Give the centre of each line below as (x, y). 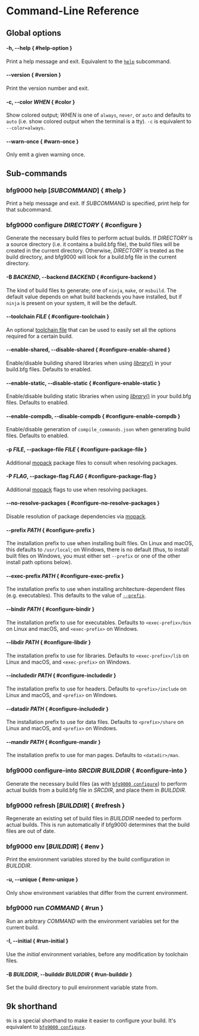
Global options (34, 33)
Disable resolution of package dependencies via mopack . (76, 516)
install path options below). (39, 562)
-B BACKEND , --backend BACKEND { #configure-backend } (81, 277)
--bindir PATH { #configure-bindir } (50, 609)
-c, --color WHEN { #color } (41, 102)
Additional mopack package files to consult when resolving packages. (92, 462)
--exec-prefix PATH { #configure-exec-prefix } (65, 575)
